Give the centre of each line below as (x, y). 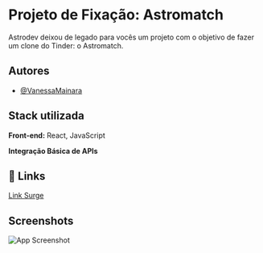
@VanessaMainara (51, 90)
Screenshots (41, 220)
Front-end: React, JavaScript (57, 135)
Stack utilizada (46, 116)
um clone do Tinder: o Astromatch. (66, 45)
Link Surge (26, 196)
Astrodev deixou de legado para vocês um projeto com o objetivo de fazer (131, 37)
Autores (29, 71)
